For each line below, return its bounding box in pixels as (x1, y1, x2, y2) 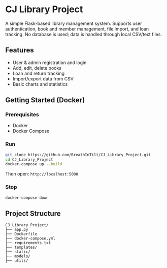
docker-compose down (5, 195, 49, 200)
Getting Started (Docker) (5, 96, 85, 105)
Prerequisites (5, 111, 39, 118)
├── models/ (5, 254, 30, 259)
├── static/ (5, 249, 30, 255)
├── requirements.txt (5, 241, 51, 246)
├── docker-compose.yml (5, 236, 56, 241)
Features (5, 46, 34, 54)
